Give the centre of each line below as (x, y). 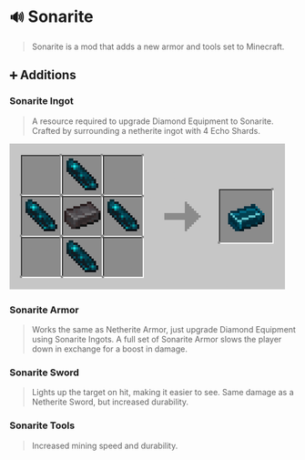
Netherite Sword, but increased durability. (110, 402)
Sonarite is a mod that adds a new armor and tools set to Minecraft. (158, 46)
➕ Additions (43, 75)
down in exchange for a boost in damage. (110, 349)
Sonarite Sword (45, 373)
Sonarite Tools (42, 425)
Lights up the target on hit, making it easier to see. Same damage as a (163, 393)
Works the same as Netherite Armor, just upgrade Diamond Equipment (163, 329)
